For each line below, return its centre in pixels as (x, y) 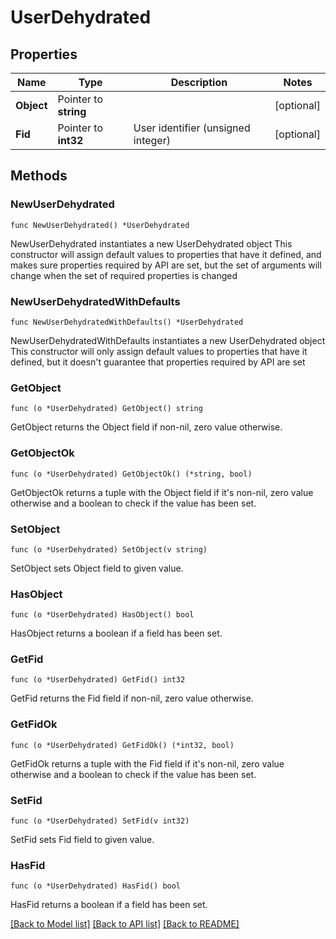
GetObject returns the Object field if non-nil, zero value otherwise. (146, 427)
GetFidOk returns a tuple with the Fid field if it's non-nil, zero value (147, 763)
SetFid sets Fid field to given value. (82, 840)
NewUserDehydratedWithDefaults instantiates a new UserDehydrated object (168, 340)
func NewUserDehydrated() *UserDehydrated (100, 225)
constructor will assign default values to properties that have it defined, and (166, 254)
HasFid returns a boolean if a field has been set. (109, 905)
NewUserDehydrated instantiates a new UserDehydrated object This (151, 243)
